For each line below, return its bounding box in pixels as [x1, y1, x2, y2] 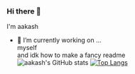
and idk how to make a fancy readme [16, 51, 126, 59]
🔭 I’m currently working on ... [16, 36, 102, 44]
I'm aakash [6, 23, 39, 31]
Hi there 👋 [6, 6, 42, 16]
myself [16, 44, 37, 52]
